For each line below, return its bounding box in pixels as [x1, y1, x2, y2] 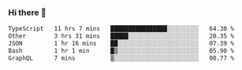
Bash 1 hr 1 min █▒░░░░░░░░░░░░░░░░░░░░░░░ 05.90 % [8, 46, 235, 54]
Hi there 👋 [8, 7, 47, 18]
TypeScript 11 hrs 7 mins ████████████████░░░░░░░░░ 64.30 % [8, 25, 235, 33]
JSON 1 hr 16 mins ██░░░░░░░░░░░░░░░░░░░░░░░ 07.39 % [8, 39, 235, 48]
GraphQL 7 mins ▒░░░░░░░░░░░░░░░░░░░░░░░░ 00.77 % [8, 54, 235, 62]
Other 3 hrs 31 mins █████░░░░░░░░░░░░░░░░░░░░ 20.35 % [8, 32, 235, 40]
